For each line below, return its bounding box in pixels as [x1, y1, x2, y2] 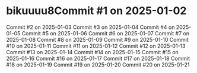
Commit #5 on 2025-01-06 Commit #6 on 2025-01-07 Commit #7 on [21, 29, 190, 36]
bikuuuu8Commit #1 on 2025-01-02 [6, 4, 187, 18]
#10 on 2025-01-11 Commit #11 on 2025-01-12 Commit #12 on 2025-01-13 [6, 42, 186, 49]
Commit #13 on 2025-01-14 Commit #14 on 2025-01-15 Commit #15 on [6, 48, 179, 55]
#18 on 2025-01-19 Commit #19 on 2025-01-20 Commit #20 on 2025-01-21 [6, 61, 190, 68]
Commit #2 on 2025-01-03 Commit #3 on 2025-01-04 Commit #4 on [6, 24, 175, 31]
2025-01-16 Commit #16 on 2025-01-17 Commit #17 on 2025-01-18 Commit [6, 55, 190, 62]
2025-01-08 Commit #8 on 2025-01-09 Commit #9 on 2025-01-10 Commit [6, 36, 189, 43]
